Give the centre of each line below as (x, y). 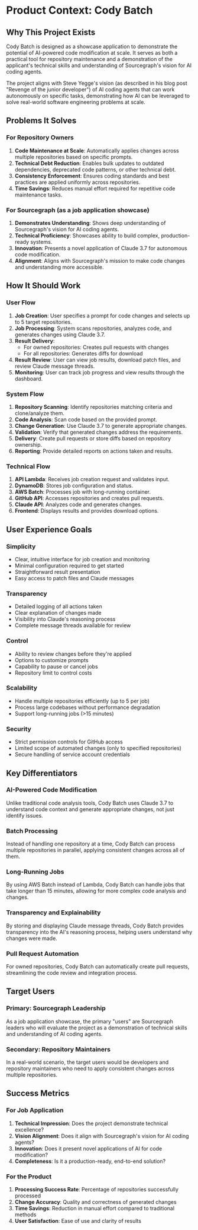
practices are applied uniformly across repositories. (77, 182)
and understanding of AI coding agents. (54, 1034)
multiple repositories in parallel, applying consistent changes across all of (95, 850)
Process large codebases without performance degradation (87, 707)
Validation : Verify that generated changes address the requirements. (99, 432)
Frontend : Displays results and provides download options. (87, 511)
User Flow (21, 303)
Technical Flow (28, 466)
